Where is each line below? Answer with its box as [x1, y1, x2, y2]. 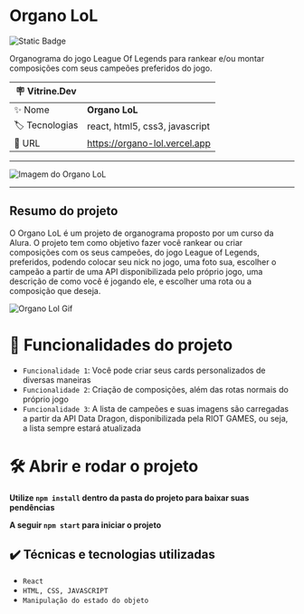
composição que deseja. [9, 285, 101, 296]
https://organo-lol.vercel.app [87, 137, 211, 150]
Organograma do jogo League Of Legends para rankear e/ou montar [9, 53, 265, 63]
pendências [9, 502, 55, 512]
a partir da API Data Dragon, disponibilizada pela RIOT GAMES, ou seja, [22, 413, 289, 424]
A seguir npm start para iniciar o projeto [9, 519, 161, 531]
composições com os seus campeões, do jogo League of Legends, [9, 247, 260, 258]
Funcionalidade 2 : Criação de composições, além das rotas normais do [22, 384, 290, 395]
